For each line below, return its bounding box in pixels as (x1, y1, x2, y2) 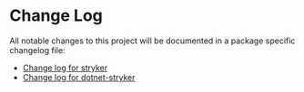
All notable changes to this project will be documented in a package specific (9, 35, 296, 46)
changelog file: (9, 44, 66, 55)
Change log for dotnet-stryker (22, 71, 136, 82)
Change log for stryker (22, 62, 107, 73)
